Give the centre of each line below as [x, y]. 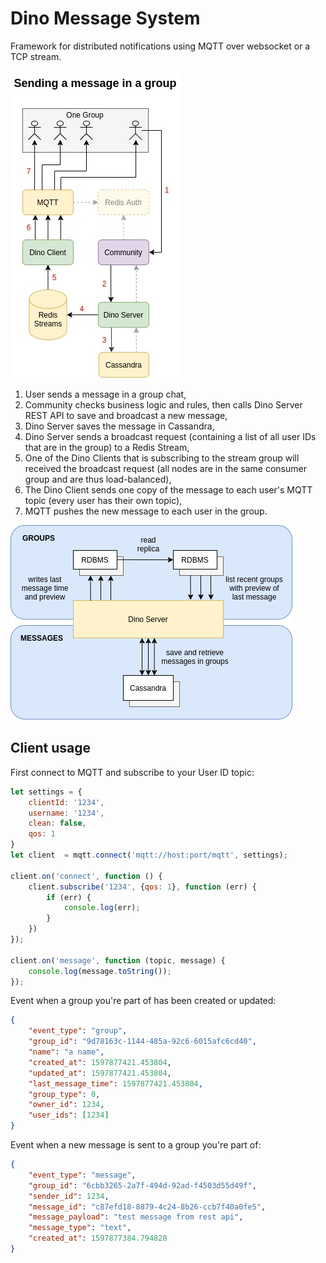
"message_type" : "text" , [80, 1228]
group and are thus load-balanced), [98, 479]
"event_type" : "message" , [82, 1175]
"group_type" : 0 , [64, 1094]
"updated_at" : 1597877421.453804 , [100, 1073]
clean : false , [57, 823]
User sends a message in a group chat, [105, 394]
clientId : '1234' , [66, 802]
